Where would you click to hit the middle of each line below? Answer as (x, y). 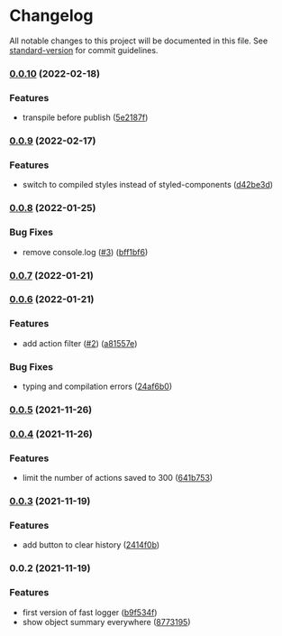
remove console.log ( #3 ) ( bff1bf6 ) (85, 252)
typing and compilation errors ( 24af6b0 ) (97, 387)
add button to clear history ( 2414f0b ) (91, 545)
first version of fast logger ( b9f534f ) (90, 612)
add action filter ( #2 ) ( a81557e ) (80, 343)
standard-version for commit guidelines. (84, 50)
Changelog (51, 16)
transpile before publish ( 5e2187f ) (85, 117)
